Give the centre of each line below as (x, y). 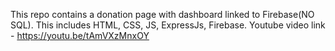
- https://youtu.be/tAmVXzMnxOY (80, 35)
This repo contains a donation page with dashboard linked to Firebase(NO (162, 14)
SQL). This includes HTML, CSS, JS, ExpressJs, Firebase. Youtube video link (168, 25)
